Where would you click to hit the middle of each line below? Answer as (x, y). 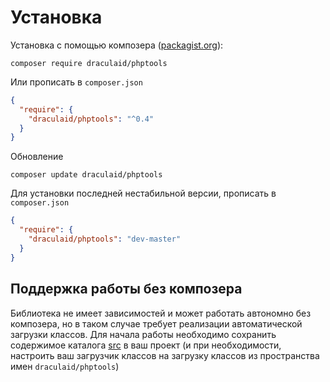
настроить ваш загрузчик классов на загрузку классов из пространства (165, 355)
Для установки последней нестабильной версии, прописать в (143, 193)
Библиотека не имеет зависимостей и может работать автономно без (161, 313)
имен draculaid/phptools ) (65, 366)
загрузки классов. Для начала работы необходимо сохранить (143, 334)
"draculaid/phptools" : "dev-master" (105, 239)
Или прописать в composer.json (76, 82)
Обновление (37, 157)
